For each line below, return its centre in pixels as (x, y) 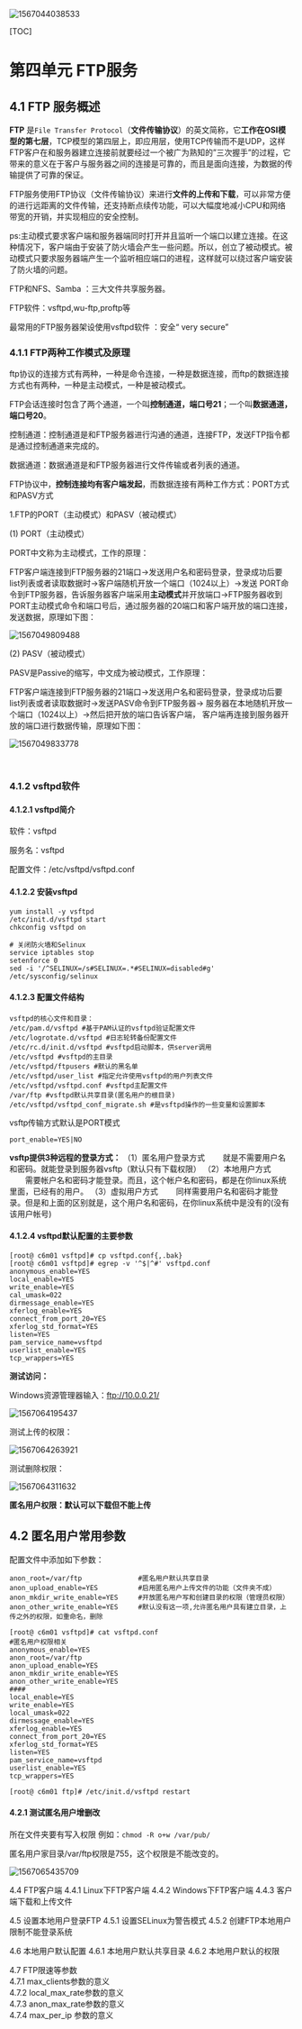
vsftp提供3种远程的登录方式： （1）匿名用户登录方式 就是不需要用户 (144, 1157)
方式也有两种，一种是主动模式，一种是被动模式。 (100, 385)
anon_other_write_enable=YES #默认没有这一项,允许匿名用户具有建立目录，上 (148, 1607)
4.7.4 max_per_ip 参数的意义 (62, 2015)
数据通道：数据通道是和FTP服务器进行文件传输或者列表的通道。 (127, 465)
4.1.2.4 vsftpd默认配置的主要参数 (71, 1236)
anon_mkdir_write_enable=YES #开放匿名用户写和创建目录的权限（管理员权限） (149, 1597)
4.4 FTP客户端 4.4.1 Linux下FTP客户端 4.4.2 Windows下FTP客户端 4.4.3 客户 (151, 1890)
